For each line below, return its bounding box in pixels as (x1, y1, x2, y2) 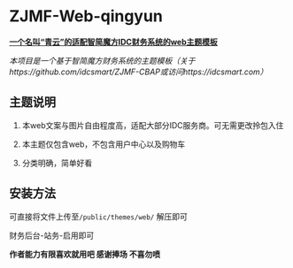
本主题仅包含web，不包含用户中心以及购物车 (21, 139, 186, 149)
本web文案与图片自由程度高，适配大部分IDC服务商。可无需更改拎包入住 (21, 119, 284, 130)
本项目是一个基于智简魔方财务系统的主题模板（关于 (9, 55, 196, 65)
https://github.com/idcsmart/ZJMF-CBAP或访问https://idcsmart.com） (9, 66, 268, 77)
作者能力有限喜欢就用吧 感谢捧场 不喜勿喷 (9, 249, 161, 259)
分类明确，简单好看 (21, 157, 93, 168)
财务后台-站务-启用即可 (9, 230, 95, 241)
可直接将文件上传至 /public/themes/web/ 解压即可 (9, 211, 188, 222)
